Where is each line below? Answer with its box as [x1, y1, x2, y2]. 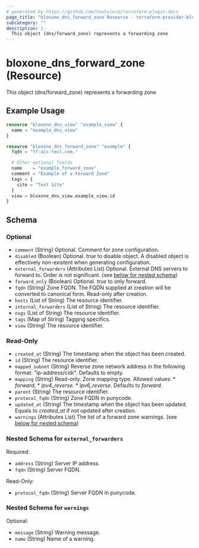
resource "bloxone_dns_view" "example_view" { [6, 121, 123, 128]
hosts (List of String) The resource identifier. [14, 297, 123, 304]
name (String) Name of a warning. [14, 535, 95, 542]
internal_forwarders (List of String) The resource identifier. [14, 303, 161, 310]
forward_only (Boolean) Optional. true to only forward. [14, 278, 147, 285]
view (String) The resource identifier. [14, 322, 104, 329]
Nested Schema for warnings [6, 503, 89, 512]
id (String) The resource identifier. [14, 357, 99, 364]
